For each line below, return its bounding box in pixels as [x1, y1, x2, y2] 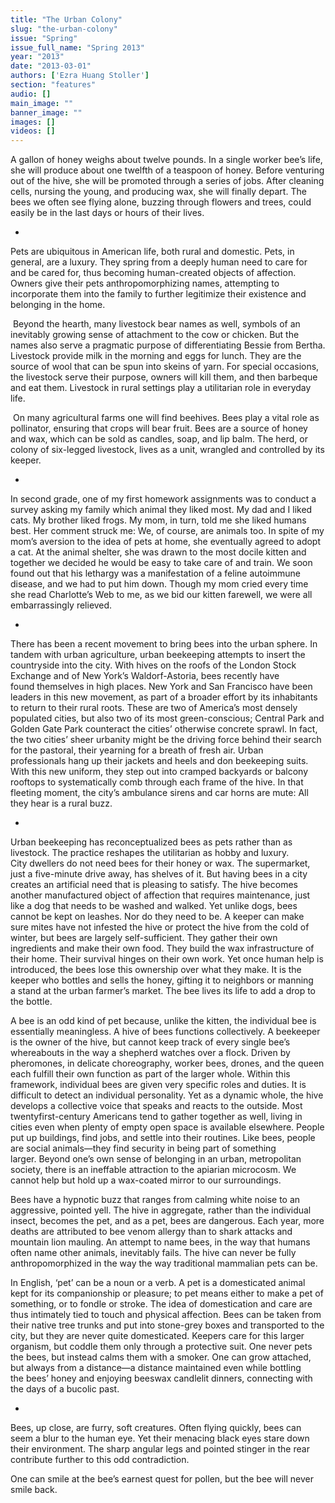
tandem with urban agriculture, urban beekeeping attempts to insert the [10, 649, 306, 661]
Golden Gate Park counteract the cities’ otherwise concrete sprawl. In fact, [10, 723, 318, 735]
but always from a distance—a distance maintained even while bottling [10, 1362, 302, 1374]
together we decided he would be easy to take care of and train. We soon [10, 557, 313, 569]
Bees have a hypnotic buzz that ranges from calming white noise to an [10, 1194, 301, 1206]
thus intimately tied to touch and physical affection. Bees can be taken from [10, 1309, 322, 1321]
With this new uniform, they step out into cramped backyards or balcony [10, 766, 309, 778]
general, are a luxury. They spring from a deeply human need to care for [10, 256, 308, 268]
